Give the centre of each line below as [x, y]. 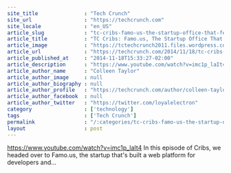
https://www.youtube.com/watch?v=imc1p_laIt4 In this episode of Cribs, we [114, 148]
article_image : [47, 45]
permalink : [47, 122]
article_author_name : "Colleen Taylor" [73, 71]
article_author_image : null [55, 77]
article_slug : [47, 33]
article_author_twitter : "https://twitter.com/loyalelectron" [102, 103]
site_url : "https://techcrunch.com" [86, 20]
